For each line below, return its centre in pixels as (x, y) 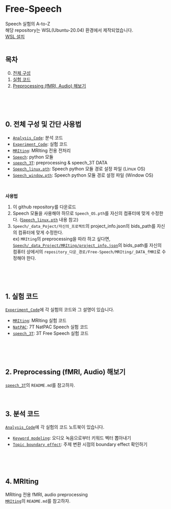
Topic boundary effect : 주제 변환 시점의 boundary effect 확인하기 (80, 444)
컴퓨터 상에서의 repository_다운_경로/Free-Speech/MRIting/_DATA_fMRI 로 (87, 251)
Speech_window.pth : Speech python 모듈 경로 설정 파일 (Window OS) (83, 175)
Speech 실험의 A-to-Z (28, 24)
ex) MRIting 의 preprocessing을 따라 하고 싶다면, (62, 239)
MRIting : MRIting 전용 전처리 (42, 150)
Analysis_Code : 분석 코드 (38, 137)
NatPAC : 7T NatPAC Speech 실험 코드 (50, 327)
